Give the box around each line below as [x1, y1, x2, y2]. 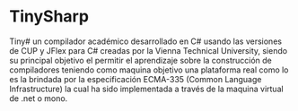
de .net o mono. [9, 92, 68, 104]
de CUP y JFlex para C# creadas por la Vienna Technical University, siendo [9, 45, 288, 55]
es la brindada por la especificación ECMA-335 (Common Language [9, 73, 262, 84]
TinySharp [9, 6, 90, 27]
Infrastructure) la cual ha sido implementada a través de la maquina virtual [9, 83, 285, 94]
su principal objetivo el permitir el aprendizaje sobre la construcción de [9, 55, 272, 65]
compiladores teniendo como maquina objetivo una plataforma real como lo [9, 64, 289, 75]
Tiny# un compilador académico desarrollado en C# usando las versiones [9, 36, 283, 47]
